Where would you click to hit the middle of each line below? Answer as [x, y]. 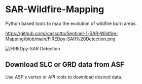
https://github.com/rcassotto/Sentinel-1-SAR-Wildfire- [62, 33]
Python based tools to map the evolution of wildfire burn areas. [71, 23]
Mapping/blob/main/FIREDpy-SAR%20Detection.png [60, 39]
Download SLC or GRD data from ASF [65, 65]
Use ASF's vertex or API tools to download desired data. [64, 77]
